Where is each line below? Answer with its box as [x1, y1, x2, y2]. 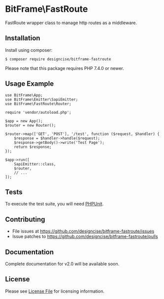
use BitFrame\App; [5, 93, 43, 98]
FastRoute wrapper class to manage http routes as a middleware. [5, 20, 137, 26]
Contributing [5, 215, 45, 224]
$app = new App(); [5, 118, 43, 124]
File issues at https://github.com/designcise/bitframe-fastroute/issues [12, 228, 155, 234]
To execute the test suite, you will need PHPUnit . [5, 201, 104, 207]
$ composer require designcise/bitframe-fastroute [5, 57, 111, 62]
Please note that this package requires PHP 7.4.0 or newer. [5, 65, 124, 71]
